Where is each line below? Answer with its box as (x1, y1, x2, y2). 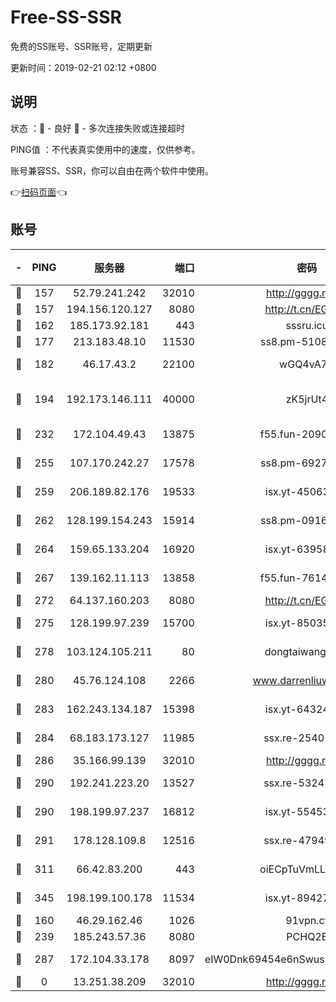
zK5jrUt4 (285, 392, 329, 406)
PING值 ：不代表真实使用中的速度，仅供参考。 (10, 143, 201, 155)
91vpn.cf (285, 913, 329, 927)
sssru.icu (285, 318, 329, 332)
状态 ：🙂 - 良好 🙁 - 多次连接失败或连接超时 (10, 122, 185, 134)
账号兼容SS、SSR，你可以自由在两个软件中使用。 (10, 164, 214, 176)
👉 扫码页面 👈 (10, 186, 68, 198)
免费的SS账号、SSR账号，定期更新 (10, 40, 153, 52)
